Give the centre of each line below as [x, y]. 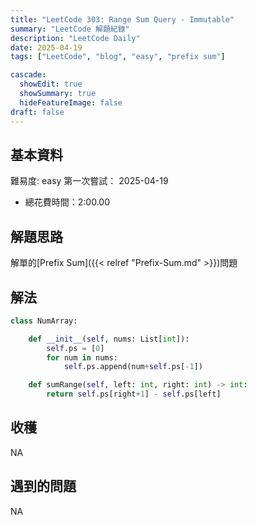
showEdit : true [51, 84]
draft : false [37, 112]
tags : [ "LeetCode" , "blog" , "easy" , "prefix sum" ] [118, 57]
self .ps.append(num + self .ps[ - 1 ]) [133, 367]
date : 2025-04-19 [46, 47]
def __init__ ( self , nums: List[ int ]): [109, 339]
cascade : [28, 75]
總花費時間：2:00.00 [67, 202]
